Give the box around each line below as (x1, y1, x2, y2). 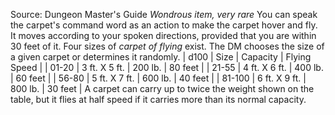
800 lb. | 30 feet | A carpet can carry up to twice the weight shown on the (10, 83, 315, 94)
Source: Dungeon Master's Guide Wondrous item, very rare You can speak (10, 9, 318, 20)
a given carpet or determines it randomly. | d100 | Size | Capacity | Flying (10, 51, 312, 63)
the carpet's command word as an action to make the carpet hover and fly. (10, 19, 318, 31)
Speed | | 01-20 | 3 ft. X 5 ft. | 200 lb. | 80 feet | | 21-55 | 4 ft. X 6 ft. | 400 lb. (10, 62, 324, 73)
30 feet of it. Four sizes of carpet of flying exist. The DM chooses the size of (10, 40, 325, 52)
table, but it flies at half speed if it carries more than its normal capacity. (10, 94, 307, 105)
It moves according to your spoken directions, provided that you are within (10, 30, 317, 41)
